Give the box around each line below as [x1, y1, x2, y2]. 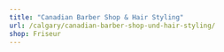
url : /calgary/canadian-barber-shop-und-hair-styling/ [9, 21, 216, 30]
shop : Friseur [9, 29, 62, 38]
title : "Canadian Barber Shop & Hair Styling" [9, 12, 184, 22]
